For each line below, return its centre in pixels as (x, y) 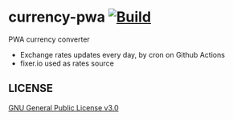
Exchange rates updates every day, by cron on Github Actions (122, 54)
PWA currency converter (49, 39)
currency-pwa (57, 17)
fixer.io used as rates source (67, 63)
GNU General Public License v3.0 (63, 107)
